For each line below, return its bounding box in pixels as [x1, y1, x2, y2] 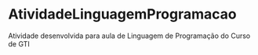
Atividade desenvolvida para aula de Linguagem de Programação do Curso [8, 31, 251, 40]
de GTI [8, 39, 30, 48]
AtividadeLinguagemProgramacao [8, 5, 237, 23]
